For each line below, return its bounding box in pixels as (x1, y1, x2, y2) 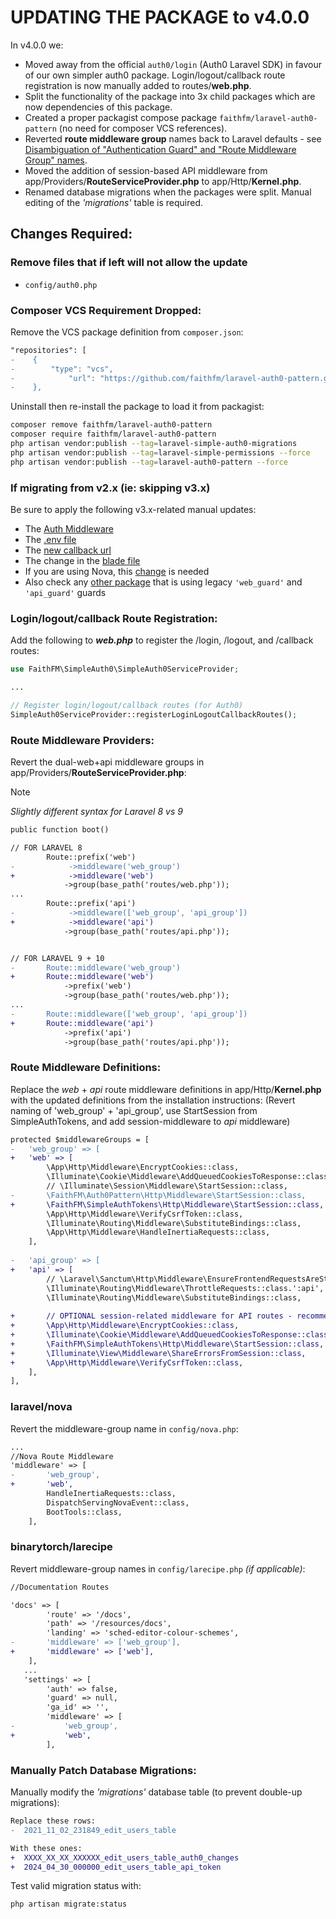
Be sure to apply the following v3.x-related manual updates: (10, 503, 257, 515)
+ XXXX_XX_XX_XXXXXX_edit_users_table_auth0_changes (10, 1852, 240, 1863)
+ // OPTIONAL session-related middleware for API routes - (10, 1311, 293, 1321)
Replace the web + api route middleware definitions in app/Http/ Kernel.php (10, 1083, 322, 1095)
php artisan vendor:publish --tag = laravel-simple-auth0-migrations (10, 439, 298, 449)
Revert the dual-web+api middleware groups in (10, 756, 205, 768)
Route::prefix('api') (46, 899, 137, 909)
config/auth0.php (24, 280, 98, 290)
